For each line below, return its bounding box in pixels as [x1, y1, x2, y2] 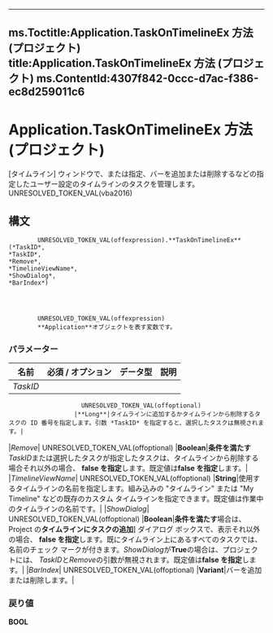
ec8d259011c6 [8, 85, 85, 99]
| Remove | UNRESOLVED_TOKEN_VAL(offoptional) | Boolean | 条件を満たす [8, 443, 252, 453]
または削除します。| [8, 575, 75, 585]
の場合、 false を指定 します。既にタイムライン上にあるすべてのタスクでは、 [8, 534, 262, 544]
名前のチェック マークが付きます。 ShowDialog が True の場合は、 [8, 545, 223, 555]
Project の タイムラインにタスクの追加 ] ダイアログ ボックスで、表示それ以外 [8, 525, 261, 534]
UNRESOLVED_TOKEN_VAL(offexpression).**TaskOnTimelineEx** [37, 236, 242, 244]
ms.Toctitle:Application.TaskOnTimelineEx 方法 [8, 26, 253, 40]
